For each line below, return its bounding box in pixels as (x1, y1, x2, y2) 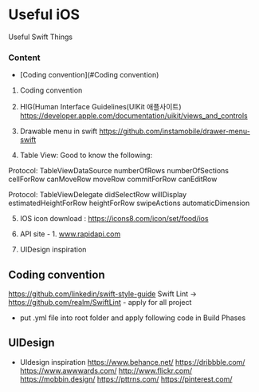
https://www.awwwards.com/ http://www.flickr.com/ (19, 366, 193, 375)
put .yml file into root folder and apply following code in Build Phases (19, 313, 246, 323)
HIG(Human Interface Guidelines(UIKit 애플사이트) (19, 102, 182, 112)
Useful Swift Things (8, 32, 73, 42)
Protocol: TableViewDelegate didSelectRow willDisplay (8, 190, 187, 200)
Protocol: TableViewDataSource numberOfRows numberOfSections (8, 166, 230, 176)
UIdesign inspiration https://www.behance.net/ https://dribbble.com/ (19, 357, 245, 366)
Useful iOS (8, 6, 80, 24)
